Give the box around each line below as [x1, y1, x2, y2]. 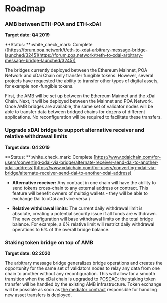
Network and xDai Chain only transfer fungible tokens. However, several [5, 73, 154, 79]
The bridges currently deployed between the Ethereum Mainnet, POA [5, 67, 147, 73]
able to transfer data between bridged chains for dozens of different [5, 109, 146, 115]
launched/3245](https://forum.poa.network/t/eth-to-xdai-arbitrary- [5, 52, 143, 58]
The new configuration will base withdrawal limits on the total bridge [12, 216, 153, 222]
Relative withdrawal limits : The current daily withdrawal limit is [12, 205, 143, 211]
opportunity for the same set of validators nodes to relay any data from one [5, 265, 160, 271]
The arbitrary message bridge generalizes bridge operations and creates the [5, 260, 163, 266]
